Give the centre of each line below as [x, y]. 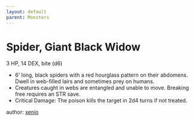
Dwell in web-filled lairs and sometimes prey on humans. [85, 81]
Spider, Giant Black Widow [73, 47]
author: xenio [22, 112]
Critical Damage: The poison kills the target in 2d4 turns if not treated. [101, 101]
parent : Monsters [28, 17]
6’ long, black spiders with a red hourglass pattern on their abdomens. [101, 75]
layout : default [26, 12]
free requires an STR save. [48, 94]
